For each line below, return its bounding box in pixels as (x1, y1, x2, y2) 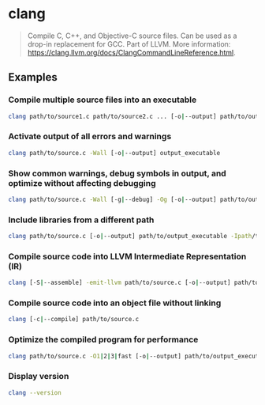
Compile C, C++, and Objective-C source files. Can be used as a (27, 31, 237, 40)
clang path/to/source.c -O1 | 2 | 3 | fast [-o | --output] (8, 352, 181, 360)
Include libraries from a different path (8, 214, 155, 225)
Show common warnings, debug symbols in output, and (8, 168, 226, 179)
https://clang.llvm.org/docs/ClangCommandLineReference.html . (27, 47, 236, 57)
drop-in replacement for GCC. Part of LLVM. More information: (27, 39, 231, 48)
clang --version (8, 388, 62, 396)
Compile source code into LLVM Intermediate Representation (8, 251, 247, 262)
